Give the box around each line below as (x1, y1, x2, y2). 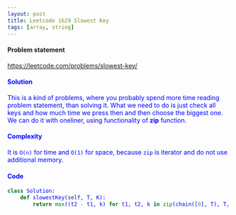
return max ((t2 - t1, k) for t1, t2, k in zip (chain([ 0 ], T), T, (33, 200, 230, 208)
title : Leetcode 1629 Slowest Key (7, 17, 110, 24)
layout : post (7, 10, 46, 18)
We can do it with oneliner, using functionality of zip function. (7, 116, 187, 124)
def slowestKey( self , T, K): (20, 194, 106, 202)
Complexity (7, 132, 43, 140)
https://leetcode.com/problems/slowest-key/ (7, 61, 138, 70)
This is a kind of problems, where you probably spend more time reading (7, 93, 220, 101)
